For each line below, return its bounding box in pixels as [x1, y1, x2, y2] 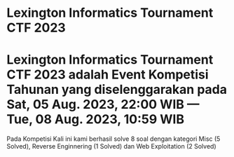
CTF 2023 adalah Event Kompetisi [6, 67, 209, 83]
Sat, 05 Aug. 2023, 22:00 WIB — [6, 97, 200, 113]
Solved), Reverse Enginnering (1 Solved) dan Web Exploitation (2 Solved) [6, 142, 216, 151]
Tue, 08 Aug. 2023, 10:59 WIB [6, 111, 185, 128]
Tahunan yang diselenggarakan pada [6, 82, 227, 97]
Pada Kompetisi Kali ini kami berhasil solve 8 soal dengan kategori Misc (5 [6, 135, 221, 143]
